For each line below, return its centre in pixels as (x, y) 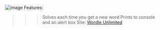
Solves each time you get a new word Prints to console (99, 17)
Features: (34, 8)
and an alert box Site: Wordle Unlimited (82, 22)
